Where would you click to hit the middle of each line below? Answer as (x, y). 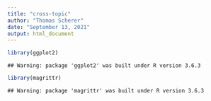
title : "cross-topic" (39, 14)
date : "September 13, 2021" (49, 27)
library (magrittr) (34, 78)
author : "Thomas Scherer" (45, 20)
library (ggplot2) (33, 53)
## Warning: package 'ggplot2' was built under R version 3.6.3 (104, 66)
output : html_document (41, 34)
